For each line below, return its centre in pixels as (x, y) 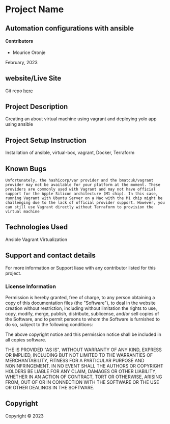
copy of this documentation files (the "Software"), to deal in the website (81, 303)
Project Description (37, 106)
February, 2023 (22, 62)
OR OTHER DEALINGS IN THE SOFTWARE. (50, 387)
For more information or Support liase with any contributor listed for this (81, 268)
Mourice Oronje (29, 52)
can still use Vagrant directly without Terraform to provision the (79, 207)
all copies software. (26, 339)
